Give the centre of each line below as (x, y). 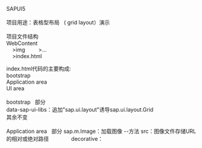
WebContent (22, 43)
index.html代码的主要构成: (39, 69)
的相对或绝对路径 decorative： (55, 139)
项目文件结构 (22, 36)
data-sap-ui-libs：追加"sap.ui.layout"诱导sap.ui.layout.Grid (80, 109)
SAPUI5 (16, 9)
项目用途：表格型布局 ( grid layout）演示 (58, 22)
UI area (15, 88)
